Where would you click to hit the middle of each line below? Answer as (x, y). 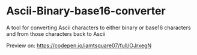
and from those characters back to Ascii (56, 33)
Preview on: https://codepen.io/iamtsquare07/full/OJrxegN (79, 45)
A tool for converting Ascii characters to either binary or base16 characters (98, 27)
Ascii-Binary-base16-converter (86, 11)
